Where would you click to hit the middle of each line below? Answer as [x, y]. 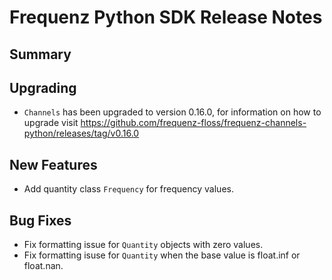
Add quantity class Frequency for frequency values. [128, 189]
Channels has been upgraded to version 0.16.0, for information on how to [172, 112]
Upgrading [43, 87]
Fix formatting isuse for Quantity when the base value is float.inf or [162, 255]
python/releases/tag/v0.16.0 [81, 133]
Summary [40, 54]
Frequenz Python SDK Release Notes [166, 17]
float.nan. [43, 266]
